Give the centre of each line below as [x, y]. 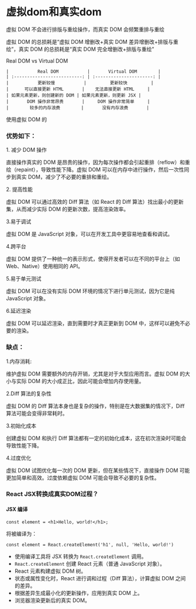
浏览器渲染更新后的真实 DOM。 [52, 600]
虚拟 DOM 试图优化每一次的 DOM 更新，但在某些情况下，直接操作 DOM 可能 [98, 470]
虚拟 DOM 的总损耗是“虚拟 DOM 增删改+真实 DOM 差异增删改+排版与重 [92, 42]
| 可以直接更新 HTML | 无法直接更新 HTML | [78, 89]
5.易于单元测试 [24, 279]
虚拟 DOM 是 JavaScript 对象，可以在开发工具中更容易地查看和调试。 [90, 234]
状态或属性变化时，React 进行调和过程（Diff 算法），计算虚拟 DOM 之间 [100, 578]
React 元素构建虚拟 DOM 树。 [50, 571]
